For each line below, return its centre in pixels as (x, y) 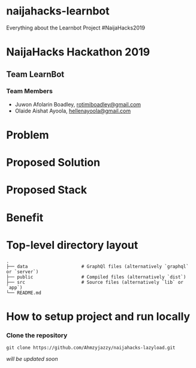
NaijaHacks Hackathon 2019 (78, 52)
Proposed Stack (47, 190)
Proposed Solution (53, 163)
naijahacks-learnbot (58, 11)
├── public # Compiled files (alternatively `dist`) (96, 277)
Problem (28, 135)
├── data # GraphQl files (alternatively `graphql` (97, 266)
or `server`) (22, 272)
